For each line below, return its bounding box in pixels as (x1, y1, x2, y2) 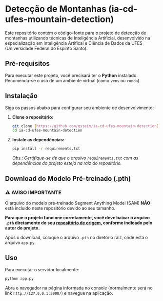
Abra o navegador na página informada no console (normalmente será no (5, 285, 153, 291)
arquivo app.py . (5, 240, 36, 245)
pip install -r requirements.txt (12, 146, 81, 151)
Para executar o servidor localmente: (5, 266, 80, 272)
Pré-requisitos (5, 59, 50, 68)
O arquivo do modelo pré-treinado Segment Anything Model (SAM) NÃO (5, 200, 150, 206)
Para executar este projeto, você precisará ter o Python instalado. (5, 72, 138, 78)
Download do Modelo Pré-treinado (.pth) (5, 174, 131, 183)
